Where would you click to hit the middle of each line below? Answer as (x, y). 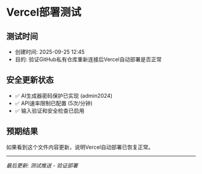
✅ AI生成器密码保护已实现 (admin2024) (64, 95)
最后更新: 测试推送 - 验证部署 (42, 165)
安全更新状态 (30, 80)
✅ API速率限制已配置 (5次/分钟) (54, 103)
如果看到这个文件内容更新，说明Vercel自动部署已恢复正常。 (80, 147)
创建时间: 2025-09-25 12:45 (50, 52)
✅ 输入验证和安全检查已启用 (50, 110)
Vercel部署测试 (44, 12)
